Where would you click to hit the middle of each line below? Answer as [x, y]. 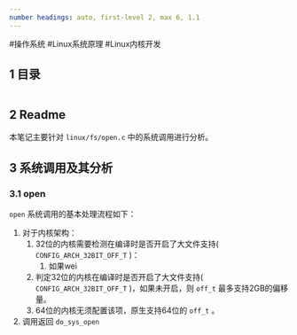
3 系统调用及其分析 [61, 168]
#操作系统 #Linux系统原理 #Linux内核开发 [85, 43]
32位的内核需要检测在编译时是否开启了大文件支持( [127, 244]
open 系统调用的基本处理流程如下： [73, 214]
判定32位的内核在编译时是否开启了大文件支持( [119, 277]
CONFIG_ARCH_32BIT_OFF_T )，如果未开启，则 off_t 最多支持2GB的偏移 [162, 288]
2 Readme [38, 115]
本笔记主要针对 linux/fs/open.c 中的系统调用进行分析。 [111, 137]
